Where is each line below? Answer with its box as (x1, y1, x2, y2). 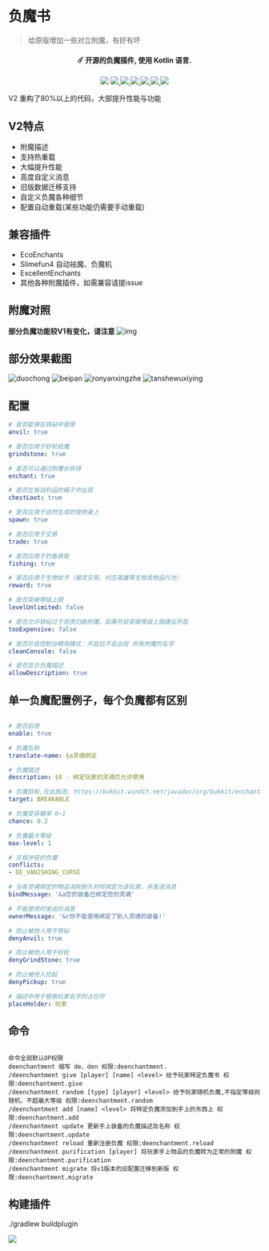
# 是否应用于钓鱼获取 (8, 552, 70, 560)
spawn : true (8, 516, 48, 524)
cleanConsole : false (8, 647, 78, 656)
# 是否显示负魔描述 (8, 662, 64, 670)
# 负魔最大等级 (8, 831, 52, 840)
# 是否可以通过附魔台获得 (8, 464, 82, 473)
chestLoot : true (8, 494, 62, 502)
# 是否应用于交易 (8, 530, 58, 538)
